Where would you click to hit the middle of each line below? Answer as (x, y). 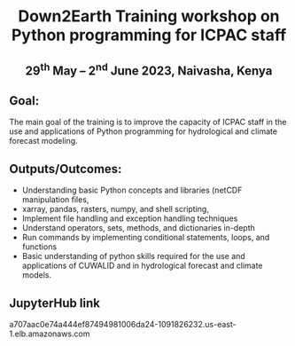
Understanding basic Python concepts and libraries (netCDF (132, 190)
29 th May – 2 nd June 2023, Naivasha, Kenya (149, 69)
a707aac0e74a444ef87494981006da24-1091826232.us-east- (123, 325)
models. (37, 275)
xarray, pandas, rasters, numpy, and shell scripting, (116, 209)
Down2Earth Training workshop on (149, 16)
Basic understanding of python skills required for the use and (133, 256)
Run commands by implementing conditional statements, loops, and (146, 238)
